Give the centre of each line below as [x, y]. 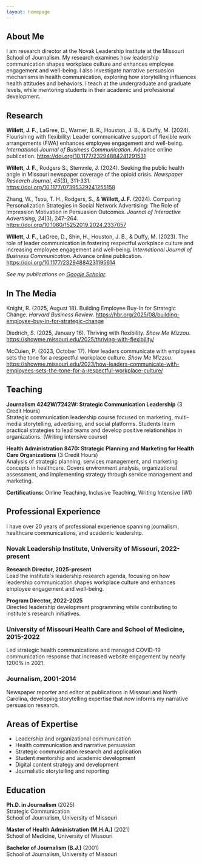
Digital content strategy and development [67, 765]
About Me [25, 37]
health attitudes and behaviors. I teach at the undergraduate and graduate [99, 83]
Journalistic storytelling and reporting [62, 771]
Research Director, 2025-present [49, 569]
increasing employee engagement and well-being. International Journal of [99, 249]
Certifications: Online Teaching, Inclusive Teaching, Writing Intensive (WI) [99, 492]
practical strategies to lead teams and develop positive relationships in [94, 430]
